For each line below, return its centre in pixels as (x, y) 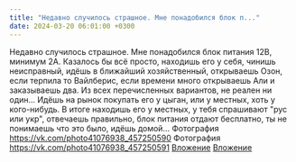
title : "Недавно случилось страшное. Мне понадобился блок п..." (134, 18)
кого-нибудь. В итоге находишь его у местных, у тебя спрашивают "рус (148, 109)
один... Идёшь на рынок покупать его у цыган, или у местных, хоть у (142, 99)
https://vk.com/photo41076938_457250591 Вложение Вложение (131, 147)
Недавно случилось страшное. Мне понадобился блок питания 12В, (141, 51)
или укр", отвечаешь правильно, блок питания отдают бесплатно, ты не (148, 119)
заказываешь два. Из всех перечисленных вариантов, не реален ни (141, 90)
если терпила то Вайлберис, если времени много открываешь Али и (142, 80)
